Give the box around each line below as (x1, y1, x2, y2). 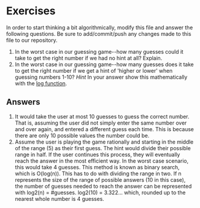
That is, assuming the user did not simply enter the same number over (14, 119, 187, 126)
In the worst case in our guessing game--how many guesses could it (14, 48, 183, 55)
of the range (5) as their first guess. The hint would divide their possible (14, 144, 191, 151)
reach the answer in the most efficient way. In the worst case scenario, (14, 157, 189, 164)
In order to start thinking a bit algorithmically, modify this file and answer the (6, 24, 193, 31)
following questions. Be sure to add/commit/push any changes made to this (6, 30, 192, 37)
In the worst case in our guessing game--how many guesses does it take (14, 61, 194, 68)
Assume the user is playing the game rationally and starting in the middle (14, 138, 194, 145)
